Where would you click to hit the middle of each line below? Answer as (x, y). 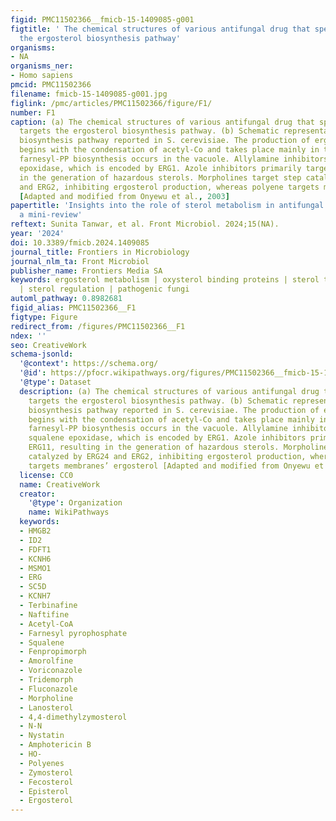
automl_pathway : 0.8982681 (66, 299)
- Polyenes (42, 763)
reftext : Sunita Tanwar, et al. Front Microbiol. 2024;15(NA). (145, 224)
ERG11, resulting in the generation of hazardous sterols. (154, 447)
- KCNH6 (35, 559)
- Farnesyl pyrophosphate (73, 633)
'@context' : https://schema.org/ (89, 364)
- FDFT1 (35, 549)
